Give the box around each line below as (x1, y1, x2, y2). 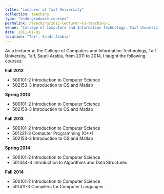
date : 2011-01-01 (5, 30, 41, 35)
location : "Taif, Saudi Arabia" (5, 35, 71, 39)
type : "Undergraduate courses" (5, 16, 69, 21)
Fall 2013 (5, 116, 24, 121)
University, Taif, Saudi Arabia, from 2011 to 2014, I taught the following (5, 53, 145, 58)
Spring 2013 (5, 91, 30, 97)
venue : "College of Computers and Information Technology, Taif (5, 25, 139, 30)
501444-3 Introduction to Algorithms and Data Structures (12, 159, 127, 165)
